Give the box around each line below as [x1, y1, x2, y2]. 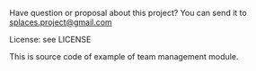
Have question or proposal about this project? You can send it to [9, 8, 247, 18]
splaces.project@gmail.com [9, 17, 112, 28]
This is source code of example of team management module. [9, 51, 239, 61]
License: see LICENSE [9, 35, 92, 44]
